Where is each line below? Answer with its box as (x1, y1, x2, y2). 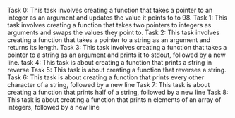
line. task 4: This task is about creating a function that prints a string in (7, 58, 212, 66)
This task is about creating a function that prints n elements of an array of (7, 96, 222, 104)
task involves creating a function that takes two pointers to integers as (7, 21, 212, 29)
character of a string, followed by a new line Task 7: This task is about (7, 81, 210, 88)
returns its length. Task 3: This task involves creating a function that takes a (7, 44, 227, 51)
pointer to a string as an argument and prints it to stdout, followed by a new (7, 51, 226, 59)
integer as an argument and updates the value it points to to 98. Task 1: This (7, 13, 228, 22)
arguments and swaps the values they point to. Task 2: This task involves (7, 28, 220, 37)
